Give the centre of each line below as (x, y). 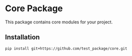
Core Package (34, 9)
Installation (22, 37)
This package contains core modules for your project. (59, 22)
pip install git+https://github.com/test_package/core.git (66, 48)
